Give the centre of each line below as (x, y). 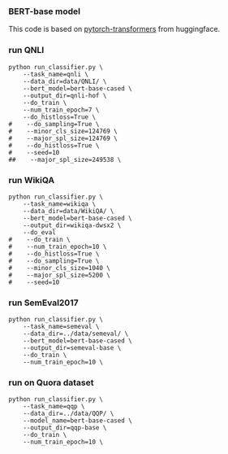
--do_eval (40, 232)
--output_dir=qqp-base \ (65, 428)
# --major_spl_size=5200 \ (60, 275)
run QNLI (26, 50)
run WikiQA (32, 180)
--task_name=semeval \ (61, 327)
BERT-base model (45, 11)
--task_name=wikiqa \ (59, 204)
